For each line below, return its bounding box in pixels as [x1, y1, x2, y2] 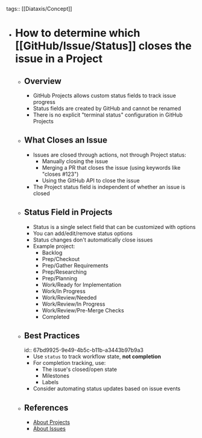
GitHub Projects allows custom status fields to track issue [33, 92, 176, 99]
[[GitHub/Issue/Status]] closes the [14, 39, 192, 53]
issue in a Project [14, 52, 103, 66]
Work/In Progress [42, 287, 86, 295]
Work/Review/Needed [42, 294, 97, 301]
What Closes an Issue [24, 135, 107, 146]
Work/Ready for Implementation [42, 281, 122, 288]
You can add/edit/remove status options [33, 230, 133, 237]
